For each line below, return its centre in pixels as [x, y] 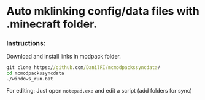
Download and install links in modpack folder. [64, 57]
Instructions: [26, 43]
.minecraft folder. [52, 24]
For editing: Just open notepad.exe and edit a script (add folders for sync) [99, 91]
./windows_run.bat [30, 79]
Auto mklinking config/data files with [103, 11]
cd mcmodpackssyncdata [35, 73]
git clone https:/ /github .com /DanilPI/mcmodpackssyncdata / [83, 68]
